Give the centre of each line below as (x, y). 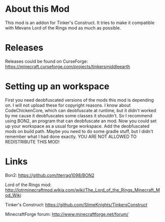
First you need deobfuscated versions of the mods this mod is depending (80, 100)
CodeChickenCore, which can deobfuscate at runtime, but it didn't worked (81, 110)
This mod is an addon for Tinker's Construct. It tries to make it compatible (80, 23)
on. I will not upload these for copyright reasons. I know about (68, 105)
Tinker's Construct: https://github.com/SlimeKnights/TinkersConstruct (76, 204)
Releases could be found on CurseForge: (47, 61)
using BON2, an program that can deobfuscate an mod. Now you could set (81, 121)
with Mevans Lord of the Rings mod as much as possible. (63, 28)
